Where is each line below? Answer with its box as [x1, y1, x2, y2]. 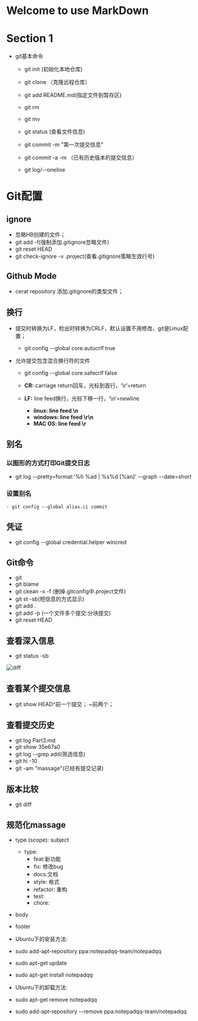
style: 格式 [33, 878, 60, 886]
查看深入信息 [6, 636, 55, 646]
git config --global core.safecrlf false [24, 369, 118, 376]
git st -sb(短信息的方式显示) [15, 595, 85, 603]
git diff [15, 800, 32, 808]
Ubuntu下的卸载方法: [15, 984, 68, 991]
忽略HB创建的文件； [15, 231, 66, 238]
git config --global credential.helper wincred [15, 538, 127, 546]
